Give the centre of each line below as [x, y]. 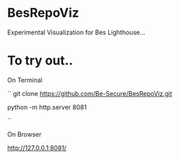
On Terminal [25, 80]
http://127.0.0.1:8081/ [37, 148]
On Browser [25, 134]
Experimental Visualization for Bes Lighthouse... [77, 32]
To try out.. [40, 61]
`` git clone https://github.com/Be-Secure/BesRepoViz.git [90, 93]
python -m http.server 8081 [47, 107]
